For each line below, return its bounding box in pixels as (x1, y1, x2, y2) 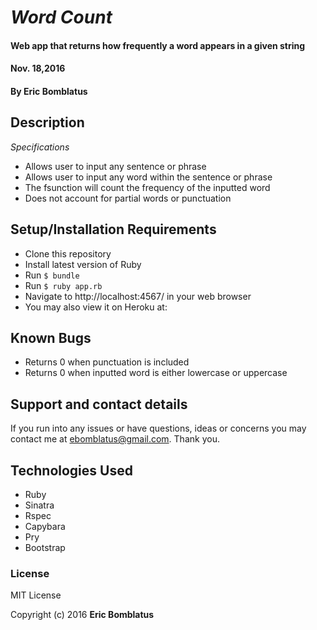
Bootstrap (24, 542, 66, 554)
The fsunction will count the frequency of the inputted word (24, 181, 271, 193)
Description (10, 114, 85, 131)
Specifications (10, 141, 70, 153)
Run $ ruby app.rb (24, 279, 103, 291)
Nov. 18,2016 (10, 62, 66, 75)
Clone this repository (24, 247, 112, 260)
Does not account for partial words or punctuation (24, 192, 232, 204)
